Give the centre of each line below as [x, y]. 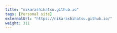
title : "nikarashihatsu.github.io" [42, 9]
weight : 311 [17, 23]
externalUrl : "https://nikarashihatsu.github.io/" [59, 18]
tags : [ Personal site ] [29, 14]
